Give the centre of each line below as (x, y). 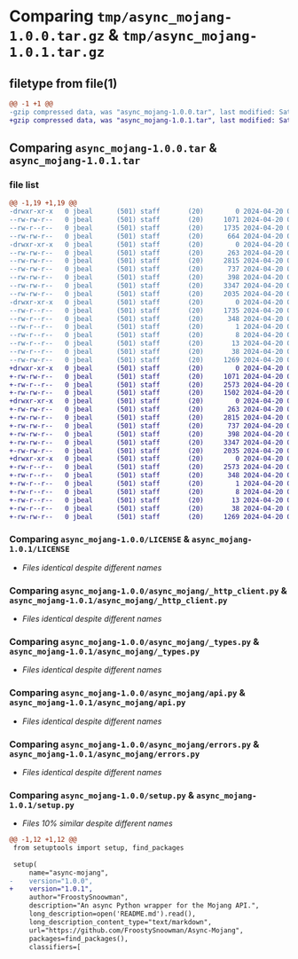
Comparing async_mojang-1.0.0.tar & (113, 148)
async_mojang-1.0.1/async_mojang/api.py (98, 703)
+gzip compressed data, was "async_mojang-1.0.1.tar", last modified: (142, 120)
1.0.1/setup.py (42, 805)
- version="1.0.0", (51, 881)
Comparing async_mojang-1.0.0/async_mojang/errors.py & (134, 744)
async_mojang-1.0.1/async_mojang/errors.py (105, 754)
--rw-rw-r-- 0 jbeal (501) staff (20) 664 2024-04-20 (146, 236)
